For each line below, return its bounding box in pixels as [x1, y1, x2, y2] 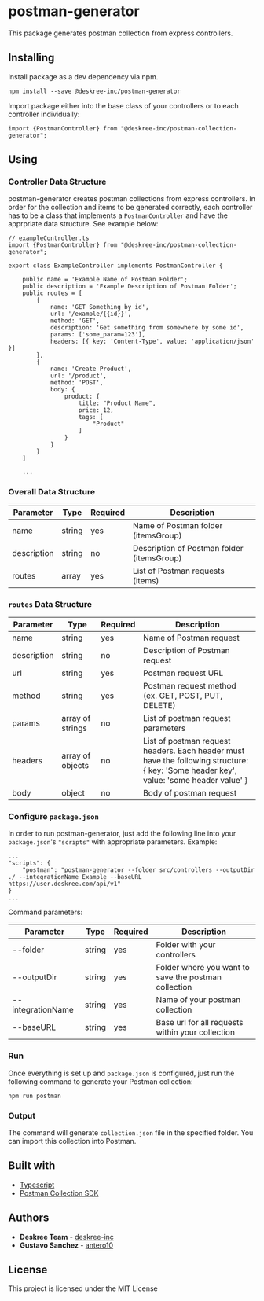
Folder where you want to [156, 962, 250, 973]
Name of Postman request [142, 632, 240, 643]
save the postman [156, 972, 222, 983]
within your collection [156, 1027, 236, 1038]
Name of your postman [156, 994, 241, 1005]
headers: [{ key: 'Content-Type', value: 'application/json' [49, 337, 255, 346]
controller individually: [8, 109, 80, 119]
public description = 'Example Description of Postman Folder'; [22, 282, 237, 291]
